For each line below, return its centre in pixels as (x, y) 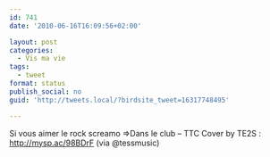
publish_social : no (46, 91)
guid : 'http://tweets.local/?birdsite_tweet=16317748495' (119, 100)
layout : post (34, 42)
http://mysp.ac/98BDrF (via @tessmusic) (84, 143)
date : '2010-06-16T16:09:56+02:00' (76, 26)
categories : (31, 50)
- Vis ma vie (42, 59)
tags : (19, 67)
